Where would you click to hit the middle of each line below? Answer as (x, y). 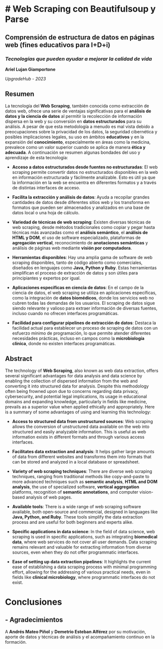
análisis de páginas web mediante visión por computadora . (72, 248)
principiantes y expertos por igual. (46, 278)
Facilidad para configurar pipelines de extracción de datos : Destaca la (84, 323)
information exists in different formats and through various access (78, 437)
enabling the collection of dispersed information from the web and (71, 381)
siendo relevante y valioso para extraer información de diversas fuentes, (85, 308)
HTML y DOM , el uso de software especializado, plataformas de (76, 238)
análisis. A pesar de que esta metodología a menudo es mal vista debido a (80, 126)
